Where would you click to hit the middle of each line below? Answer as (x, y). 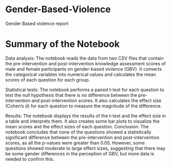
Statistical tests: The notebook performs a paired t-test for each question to (85, 90)
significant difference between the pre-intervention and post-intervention (82, 137)
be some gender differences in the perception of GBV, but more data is (80, 153)
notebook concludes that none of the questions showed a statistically (78, 132)
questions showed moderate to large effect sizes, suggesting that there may (86, 148)
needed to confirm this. (30, 159)
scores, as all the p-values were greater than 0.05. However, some (75, 143)
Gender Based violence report (37, 23)
